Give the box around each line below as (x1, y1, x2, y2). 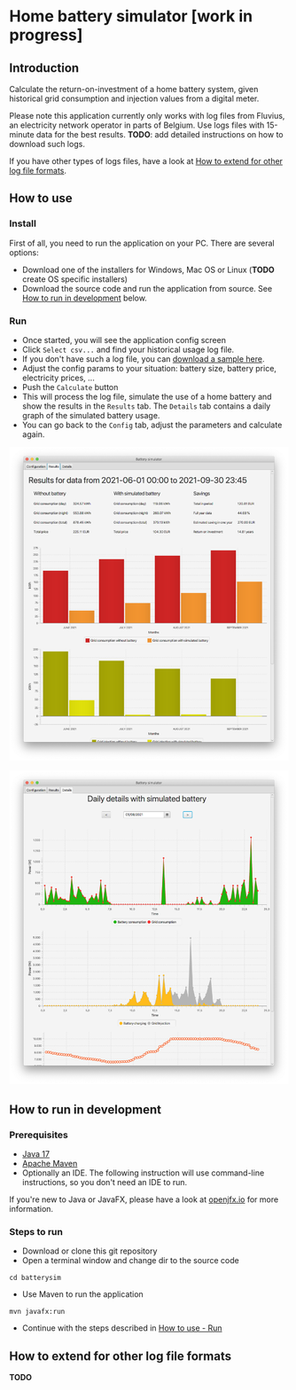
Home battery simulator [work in (9, 6, 253, 27)
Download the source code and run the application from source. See (21, 283, 273, 293)
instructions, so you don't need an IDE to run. (21, 1176, 188, 1187)
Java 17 (21, 1148, 51, 1159)
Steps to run (9, 1225, 64, 1238)
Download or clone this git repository (21, 1246, 158, 1256)
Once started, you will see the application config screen (21, 334, 226, 345)
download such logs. (9, 139, 86, 149)
